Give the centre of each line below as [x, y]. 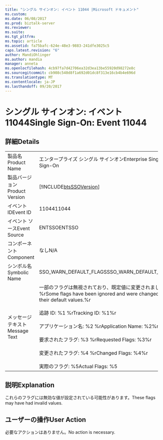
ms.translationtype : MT [29, 77]
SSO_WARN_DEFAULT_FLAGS [73, 272]
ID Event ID [19, 212]
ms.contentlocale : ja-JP [30, 82]
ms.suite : [15, 32]
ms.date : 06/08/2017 [26, 18]
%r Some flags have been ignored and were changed [99, 294]
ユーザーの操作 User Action [46, 419]
